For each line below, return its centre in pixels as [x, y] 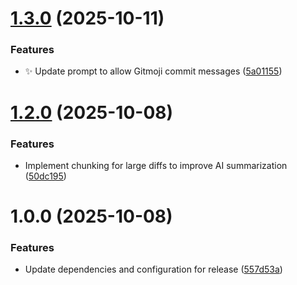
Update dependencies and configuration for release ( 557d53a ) [153, 269]
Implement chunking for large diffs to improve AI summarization [156, 165]
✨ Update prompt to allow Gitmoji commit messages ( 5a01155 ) [153, 71]
